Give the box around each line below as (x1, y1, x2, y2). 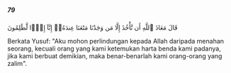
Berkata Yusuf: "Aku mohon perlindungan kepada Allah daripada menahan (7, 36, 225, 45)
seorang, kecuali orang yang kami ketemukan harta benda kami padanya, (7, 44, 221, 53)
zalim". (7, 59, 28, 67)
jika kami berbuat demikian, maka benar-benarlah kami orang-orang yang (7, 51, 222, 60)
